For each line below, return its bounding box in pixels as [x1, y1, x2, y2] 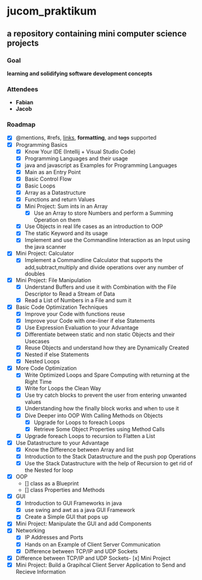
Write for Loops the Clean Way [24, 385, 102, 392]
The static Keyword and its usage [24, 229, 108, 237]
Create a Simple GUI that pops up [24, 513, 108, 521]
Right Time [24, 378, 52, 386]
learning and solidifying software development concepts [7, 70, 153, 77]
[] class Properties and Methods [24, 487, 105, 494]
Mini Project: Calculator [15, 250, 74, 257]
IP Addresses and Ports [24, 534, 83, 541]
